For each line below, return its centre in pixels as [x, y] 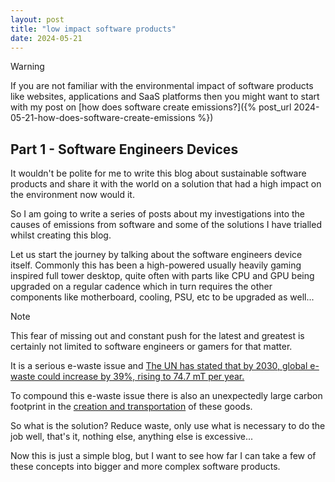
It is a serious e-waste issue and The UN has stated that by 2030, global [159, 366]
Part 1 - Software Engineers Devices [124, 149]
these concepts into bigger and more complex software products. [145, 467]
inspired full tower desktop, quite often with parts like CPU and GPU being [162, 276]
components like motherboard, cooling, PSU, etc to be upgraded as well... [162, 297]
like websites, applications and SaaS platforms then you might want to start [165, 97]
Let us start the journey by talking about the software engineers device [156, 255]
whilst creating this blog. [61, 235]
